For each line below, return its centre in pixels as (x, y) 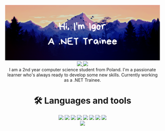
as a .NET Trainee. (82, 80)
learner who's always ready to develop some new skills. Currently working (82, 75)
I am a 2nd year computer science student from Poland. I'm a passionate (82, 70)
